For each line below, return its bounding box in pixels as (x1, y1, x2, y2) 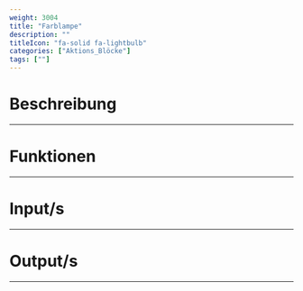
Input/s (9, 199, 65, 219)
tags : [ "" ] (9, 55, 50, 64)
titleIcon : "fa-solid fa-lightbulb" (9, 38, 147, 48)
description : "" (9, 30, 70, 39)
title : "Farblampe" (9, 22, 83, 31)
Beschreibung (9, 94, 117, 114)
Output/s (9, 251, 78, 271)
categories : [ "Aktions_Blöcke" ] (9, 47, 131, 56)
